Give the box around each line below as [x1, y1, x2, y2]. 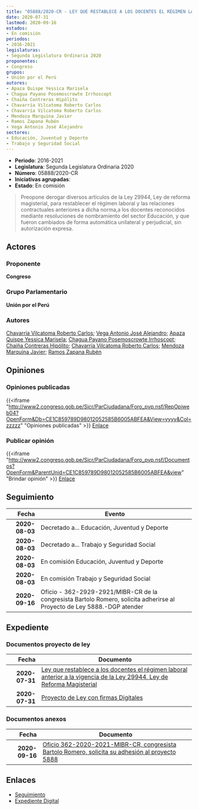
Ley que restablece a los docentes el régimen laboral [41, 666, 187, 674]
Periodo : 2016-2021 [14, 157, 63, 164]
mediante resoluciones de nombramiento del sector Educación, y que [20, 212, 190, 219]
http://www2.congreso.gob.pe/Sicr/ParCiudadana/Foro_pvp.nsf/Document [8, 456, 190, 463]
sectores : [6, 129, 31, 136]
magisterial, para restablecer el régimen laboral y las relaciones [20, 199, 175, 207]
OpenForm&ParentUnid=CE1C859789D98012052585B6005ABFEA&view [6, 468, 181, 476]
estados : [6, 25, 28, 31]
